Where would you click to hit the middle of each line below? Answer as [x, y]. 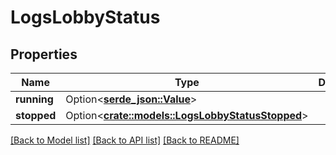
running [34, 99]
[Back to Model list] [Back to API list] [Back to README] [125, 140]
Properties [44, 54]
